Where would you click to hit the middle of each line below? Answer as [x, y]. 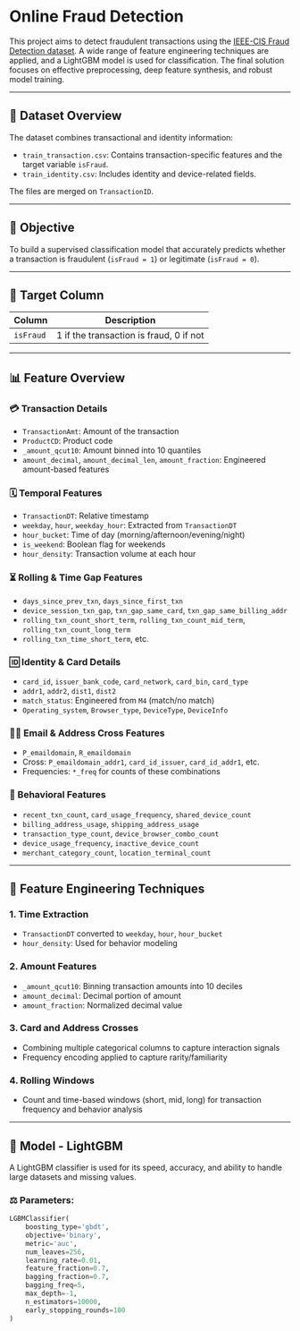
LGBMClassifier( [39, 1219]
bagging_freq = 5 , [56, 1285]
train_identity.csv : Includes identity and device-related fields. [139, 174]
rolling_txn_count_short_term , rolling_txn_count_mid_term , [133, 619]
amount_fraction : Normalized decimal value [102, 1005]
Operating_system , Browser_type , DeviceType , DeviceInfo [125, 710]
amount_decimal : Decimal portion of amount [101, 995]
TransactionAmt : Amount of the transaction [100, 431]
